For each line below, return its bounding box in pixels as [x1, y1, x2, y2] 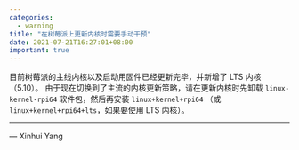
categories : [9, 12, 53, 22]
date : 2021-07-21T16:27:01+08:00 [9, 37, 133, 47]
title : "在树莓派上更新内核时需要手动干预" [9, 29, 151, 38]
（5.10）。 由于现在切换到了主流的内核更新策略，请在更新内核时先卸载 [9, 83, 264, 93]
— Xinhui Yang [9, 130, 64, 142]
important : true [9, 46, 69, 55]
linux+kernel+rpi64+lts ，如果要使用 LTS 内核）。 [9, 105, 190, 115]
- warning [17, 21, 53, 30]
